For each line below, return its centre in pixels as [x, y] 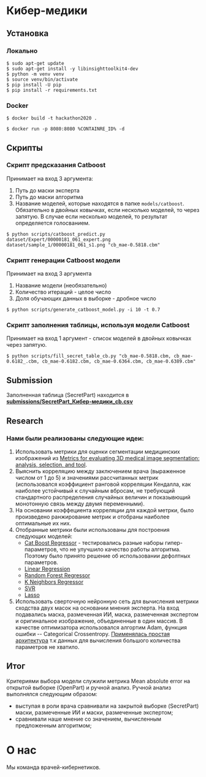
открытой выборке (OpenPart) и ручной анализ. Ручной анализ [89, 688]
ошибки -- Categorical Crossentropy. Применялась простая [93, 634]
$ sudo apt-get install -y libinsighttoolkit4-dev [72, 69]
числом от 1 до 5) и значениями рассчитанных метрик [87, 477]
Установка [28, 33]
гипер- [174, 542]
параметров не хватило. [47, 646]
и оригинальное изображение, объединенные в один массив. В [99, 621]
